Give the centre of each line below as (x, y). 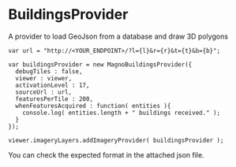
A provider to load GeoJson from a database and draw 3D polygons (118, 36)
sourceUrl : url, (44, 92)
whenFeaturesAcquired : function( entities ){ (93, 106)
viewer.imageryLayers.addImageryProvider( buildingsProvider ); (116, 140)
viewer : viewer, (44, 78)
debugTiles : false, (49, 71)
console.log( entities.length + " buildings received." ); (122, 113)
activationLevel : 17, (52, 85)
